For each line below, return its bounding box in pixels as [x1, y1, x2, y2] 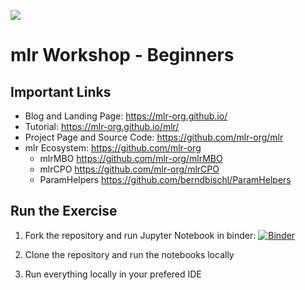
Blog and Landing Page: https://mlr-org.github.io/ [24, 110, 228, 122]
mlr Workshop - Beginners [10, 44, 235, 67]
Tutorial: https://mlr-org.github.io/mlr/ [24, 121, 180, 132]
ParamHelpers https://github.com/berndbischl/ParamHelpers [39, 174, 292, 185]
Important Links [10, 83, 112, 100]
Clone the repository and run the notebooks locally [24, 248, 235, 260]
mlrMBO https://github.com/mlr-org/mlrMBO [39, 153, 223, 164]
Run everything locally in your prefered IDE [24, 268, 202, 280]
